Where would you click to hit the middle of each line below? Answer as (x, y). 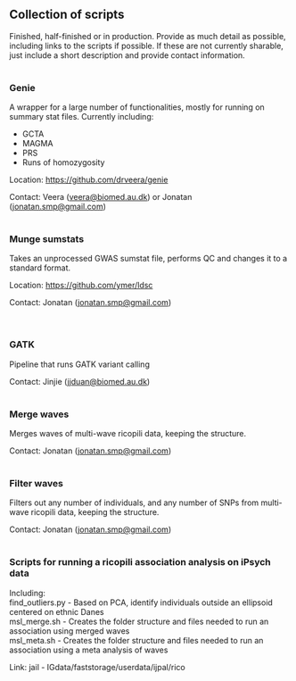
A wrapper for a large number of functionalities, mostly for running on (137, 107)
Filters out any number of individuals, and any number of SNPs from (134, 502)
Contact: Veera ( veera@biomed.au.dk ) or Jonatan (101, 197)
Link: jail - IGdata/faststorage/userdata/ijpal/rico (97, 667)
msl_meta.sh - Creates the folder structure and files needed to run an (136, 640)
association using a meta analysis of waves (89, 650)
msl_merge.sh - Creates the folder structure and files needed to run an (139, 621)
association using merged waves (70, 631)
